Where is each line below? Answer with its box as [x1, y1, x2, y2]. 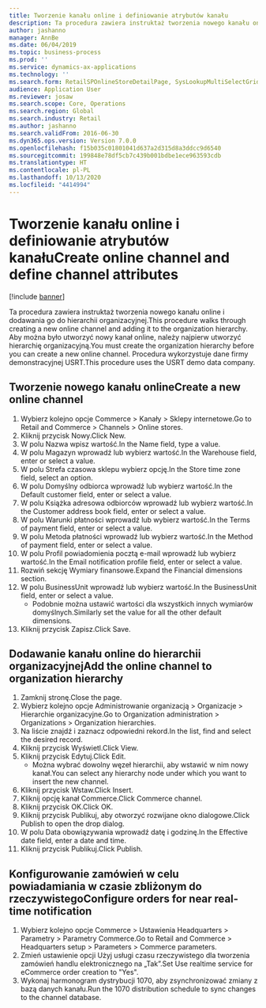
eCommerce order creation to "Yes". [20, 968, 139, 977]
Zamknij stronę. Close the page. [20, 693, 122, 702]
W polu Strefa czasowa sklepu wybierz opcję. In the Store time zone [20, 464, 241, 474]
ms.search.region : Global [9, 108, 94, 116]
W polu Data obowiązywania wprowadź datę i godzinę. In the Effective [20, 827, 248, 837]
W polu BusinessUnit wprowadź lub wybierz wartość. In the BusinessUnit [20, 582, 257, 591]
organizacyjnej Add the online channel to [9, 659, 212, 673]
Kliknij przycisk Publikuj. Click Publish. [20, 844, 143, 854]
